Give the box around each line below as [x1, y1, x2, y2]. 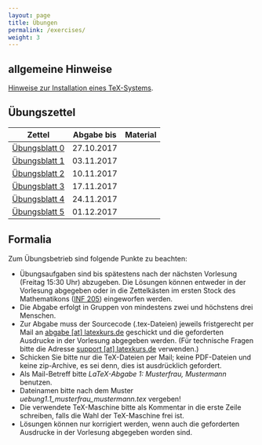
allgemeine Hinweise [8, 62, 112, 75]
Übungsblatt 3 [12, 181, 65, 191]
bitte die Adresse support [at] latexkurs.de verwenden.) [19, 344, 199, 353]
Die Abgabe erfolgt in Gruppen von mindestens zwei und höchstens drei [19, 302, 253, 312]
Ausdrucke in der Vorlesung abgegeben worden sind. [19, 427, 193, 436]
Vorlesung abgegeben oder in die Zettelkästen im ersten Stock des [19, 286, 236, 295]
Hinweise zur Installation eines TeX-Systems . [8, 83, 154, 93]
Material [125, 129, 157, 140]
